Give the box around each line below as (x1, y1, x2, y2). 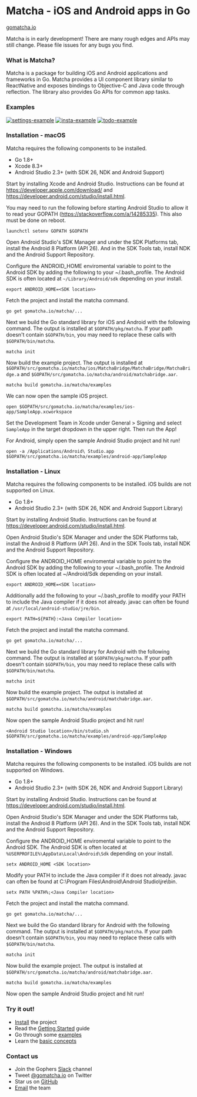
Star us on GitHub (14, 1078, 58, 1085)
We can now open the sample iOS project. (6, 392, 108, 399)
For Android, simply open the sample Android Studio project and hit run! (6, 437, 181, 444)
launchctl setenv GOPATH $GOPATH (6, 228, 88, 234)
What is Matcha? (6, 56, 56, 64)
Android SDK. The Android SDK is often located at (6, 844, 127, 851)
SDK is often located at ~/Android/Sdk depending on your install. (6, 570, 163, 577)
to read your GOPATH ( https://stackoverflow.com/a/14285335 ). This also (6, 210, 182, 217)
